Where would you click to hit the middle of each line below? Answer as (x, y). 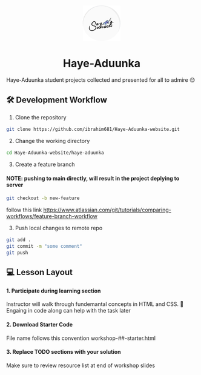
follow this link (24, 210)
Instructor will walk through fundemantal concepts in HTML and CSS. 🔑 (95, 304)
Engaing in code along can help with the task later (69, 311)
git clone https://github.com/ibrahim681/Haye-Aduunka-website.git (93, 130)
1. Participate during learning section (54, 291)
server (15, 185)
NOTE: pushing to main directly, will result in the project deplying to (93, 178)
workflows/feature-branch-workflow (52, 216)
